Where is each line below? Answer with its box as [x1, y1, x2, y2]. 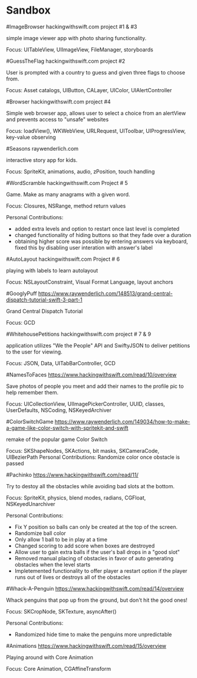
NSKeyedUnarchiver [6, 500, 55, 507]
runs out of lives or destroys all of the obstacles [14, 573, 131, 580]
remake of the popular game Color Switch [6, 436, 108, 443]
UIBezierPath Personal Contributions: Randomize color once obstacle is [6, 453, 180, 460]
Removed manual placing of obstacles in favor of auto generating [14, 554, 174, 562]
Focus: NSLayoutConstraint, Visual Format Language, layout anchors [6, 278, 173, 286]
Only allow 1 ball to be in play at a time [14, 536, 108, 543]
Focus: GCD [6, 319, 35, 326]
